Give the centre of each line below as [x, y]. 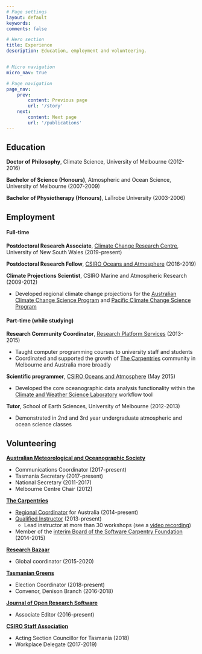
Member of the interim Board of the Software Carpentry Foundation [99, 531]
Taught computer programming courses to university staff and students [104, 352]
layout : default [27, 18]
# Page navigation [29, 83]
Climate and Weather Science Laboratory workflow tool [84, 395]
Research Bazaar [28, 550]
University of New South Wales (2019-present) [64, 252]
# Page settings [27, 12]
